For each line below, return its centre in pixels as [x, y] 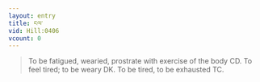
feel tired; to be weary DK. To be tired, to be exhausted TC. [126, 70]
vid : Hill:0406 [34, 31]
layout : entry [32, 16]
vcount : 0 [25, 38]
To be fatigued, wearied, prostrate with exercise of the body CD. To [140, 61]
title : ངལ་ [25, 23]
